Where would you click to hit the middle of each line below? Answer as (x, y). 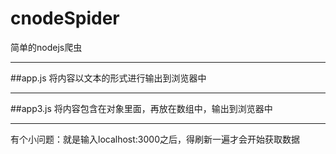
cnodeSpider (65, 18)
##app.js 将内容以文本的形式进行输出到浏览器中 (108, 78)
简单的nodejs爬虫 (46, 47)
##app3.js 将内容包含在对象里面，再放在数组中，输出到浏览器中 (141, 108)
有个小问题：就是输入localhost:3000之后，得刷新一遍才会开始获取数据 (155, 139)
